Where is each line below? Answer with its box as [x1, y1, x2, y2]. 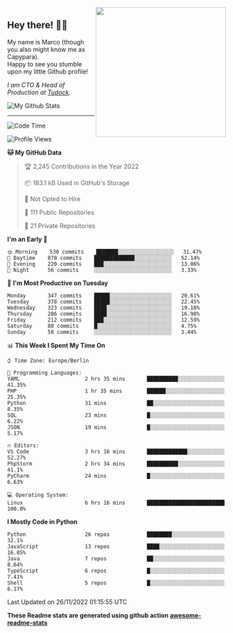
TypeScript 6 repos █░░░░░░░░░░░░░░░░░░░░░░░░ [7, 567, 225, 574]
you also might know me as [7, 45, 85, 53]
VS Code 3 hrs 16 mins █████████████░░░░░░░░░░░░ [7, 448, 225, 455]
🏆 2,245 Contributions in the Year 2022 [24, 162, 139, 171]
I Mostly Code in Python [7, 517, 78, 526]
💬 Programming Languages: [7, 369, 82, 376]
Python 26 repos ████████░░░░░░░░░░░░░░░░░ [7, 530, 225, 538]
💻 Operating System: [7, 492, 69, 498]
